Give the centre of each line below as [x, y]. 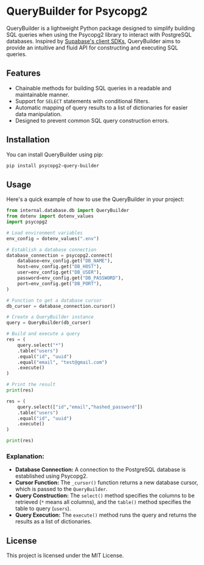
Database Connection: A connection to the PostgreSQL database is [100, 470]
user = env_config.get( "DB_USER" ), [60, 272]
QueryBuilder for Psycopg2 [77, 11]
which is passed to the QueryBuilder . [61, 489]
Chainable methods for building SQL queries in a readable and [93, 88]
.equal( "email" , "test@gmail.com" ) [62, 362]
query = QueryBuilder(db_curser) [49, 323]
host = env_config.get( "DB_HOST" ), [60, 267]
